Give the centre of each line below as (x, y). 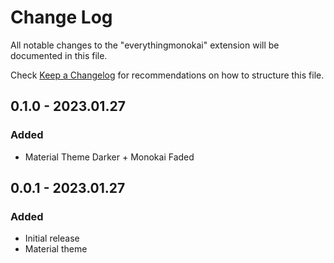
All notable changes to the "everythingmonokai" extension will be (145, 45)
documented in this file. (59, 55)
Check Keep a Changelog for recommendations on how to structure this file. (167, 75)
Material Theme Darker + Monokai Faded (109, 157)
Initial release (52, 238)
